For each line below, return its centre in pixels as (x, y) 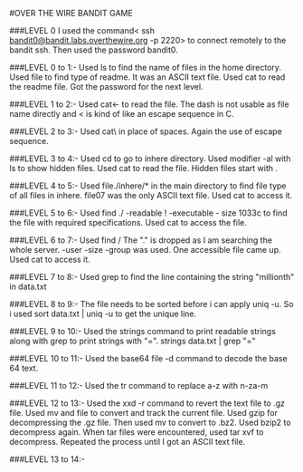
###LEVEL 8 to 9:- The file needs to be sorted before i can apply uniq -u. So (151, 304)
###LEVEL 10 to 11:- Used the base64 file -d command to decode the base (148, 358)
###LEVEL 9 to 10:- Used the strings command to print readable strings (142, 331)
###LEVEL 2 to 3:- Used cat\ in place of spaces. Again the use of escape (146, 131)
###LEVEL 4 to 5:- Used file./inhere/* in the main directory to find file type (148, 186)
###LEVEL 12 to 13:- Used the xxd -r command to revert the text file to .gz (147, 403)
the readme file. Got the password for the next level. (106, 87)
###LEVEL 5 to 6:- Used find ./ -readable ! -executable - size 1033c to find (148, 213)
